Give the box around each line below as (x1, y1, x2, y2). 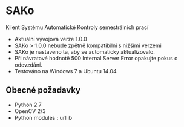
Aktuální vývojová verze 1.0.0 (14, 35, 87, 42)
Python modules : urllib (14, 114, 73, 121)
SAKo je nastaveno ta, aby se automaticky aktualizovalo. (14, 48, 155, 55)
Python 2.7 (14, 101, 42, 108)
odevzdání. (14, 61, 43, 68)
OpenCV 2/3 (14, 107, 46, 115)
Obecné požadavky (5, 85, 81, 96)
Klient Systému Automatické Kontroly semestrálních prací (5, 24, 149, 31)
